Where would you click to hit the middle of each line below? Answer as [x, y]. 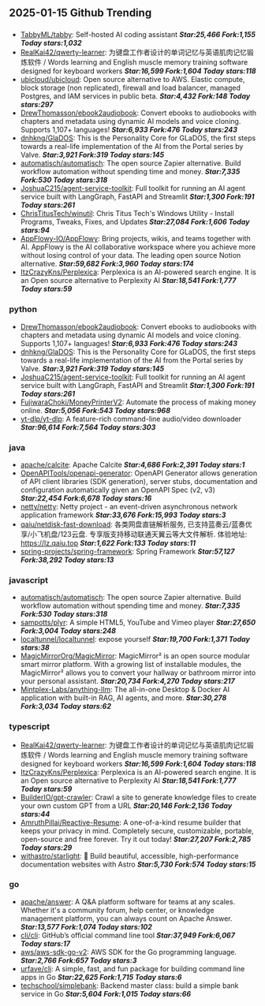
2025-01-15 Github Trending [80, 13]
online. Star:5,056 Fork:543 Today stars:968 [95, 410]
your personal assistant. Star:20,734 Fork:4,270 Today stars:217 [127, 681]
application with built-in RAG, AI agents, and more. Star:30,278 [123, 698]
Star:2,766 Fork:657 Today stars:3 [78, 960]
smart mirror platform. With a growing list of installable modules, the [131, 665]
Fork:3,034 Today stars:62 [65, 706]
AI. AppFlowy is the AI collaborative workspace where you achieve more [138, 247]
